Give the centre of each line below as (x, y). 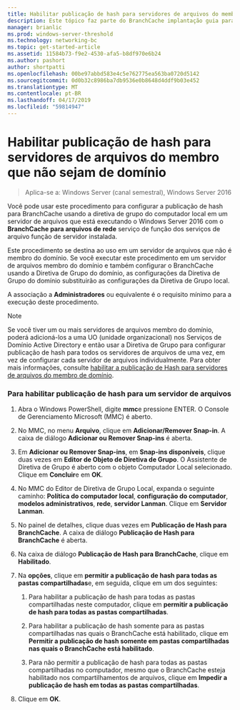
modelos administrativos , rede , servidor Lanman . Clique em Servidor (122, 504)
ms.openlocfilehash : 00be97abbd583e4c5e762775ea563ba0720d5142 (104, 73)
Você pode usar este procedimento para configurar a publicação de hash (115, 206)
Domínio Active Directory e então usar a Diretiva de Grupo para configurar (117, 345)
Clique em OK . (39, 699)
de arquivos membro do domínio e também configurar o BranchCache (111, 265)
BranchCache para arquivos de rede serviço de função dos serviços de (114, 228)
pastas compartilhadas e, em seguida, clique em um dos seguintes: (117, 583)
